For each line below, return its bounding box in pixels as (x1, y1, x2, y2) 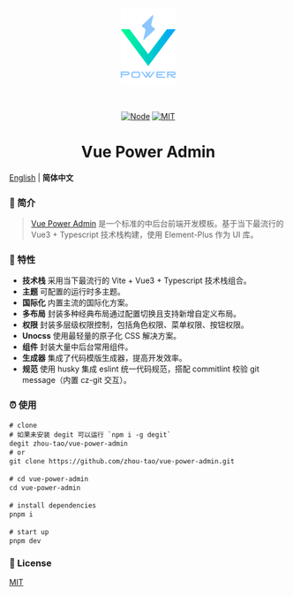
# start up (9, 527, 49, 537)
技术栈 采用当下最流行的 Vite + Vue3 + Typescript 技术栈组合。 (21, 275, 252, 286)
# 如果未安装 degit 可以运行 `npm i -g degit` (9, 430, 172, 439)
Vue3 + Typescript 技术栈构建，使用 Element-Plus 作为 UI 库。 (30, 229, 259, 241)
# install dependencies (9, 500, 97, 510)
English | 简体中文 (9, 172, 74, 183)
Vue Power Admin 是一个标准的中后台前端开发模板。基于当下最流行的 (30, 218, 284, 229)
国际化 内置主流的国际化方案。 (21, 297, 133, 308)
